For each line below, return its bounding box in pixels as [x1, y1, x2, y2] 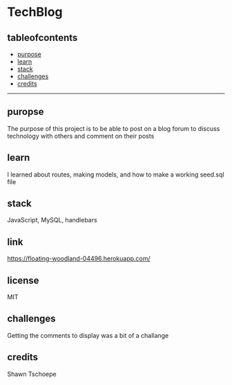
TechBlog [7, 4, 64, 20]
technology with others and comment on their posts [7, 132, 155, 140]
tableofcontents [7, 32, 78, 44]
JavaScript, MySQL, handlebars [7, 216, 98, 224]
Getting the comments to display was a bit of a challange [7, 331, 169, 339]
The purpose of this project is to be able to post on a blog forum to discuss [7, 124, 220, 132]
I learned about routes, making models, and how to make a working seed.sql [7, 170, 224, 179]
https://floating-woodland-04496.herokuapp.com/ [7, 254, 151, 263]
